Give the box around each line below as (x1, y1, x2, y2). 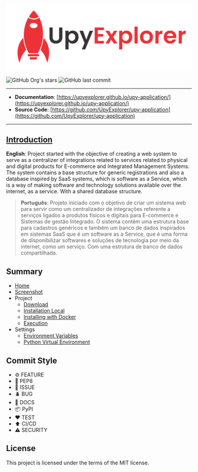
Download (23, 301, 48, 308)
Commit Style (6, 355, 57, 365)
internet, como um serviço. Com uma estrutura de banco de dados (20, 243, 183, 250)
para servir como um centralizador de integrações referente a (20, 206, 171, 213)
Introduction (6, 135, 53, 145)
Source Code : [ (14, 105, 52, 113)
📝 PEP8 (14, 378, 33, 385)
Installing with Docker (23, 313, 77, 321)
